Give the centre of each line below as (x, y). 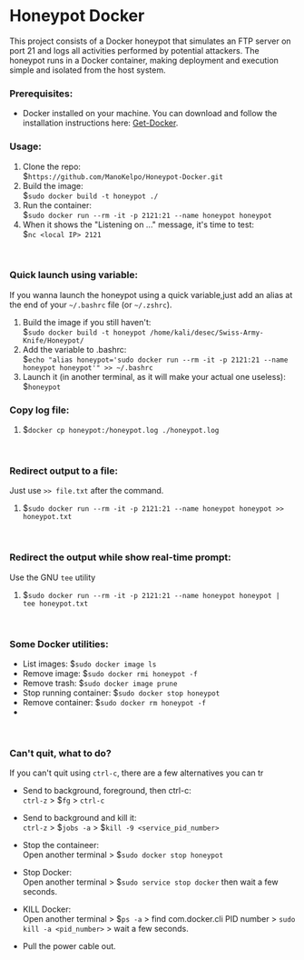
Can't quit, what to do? (60, 753)
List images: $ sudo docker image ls (89, 664)
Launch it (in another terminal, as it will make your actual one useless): (154, 376)
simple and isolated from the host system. (88, 70)
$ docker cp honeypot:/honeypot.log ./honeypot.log (121, 430)
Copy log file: (39, 410)
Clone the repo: (52, 166)
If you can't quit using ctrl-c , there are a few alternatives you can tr (137, 773)
